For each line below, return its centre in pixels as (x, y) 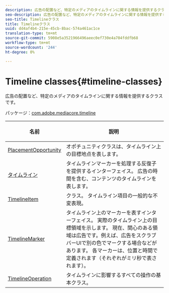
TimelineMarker (26, 239)
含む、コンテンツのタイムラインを (116, 179)
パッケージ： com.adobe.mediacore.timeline (51, 113)
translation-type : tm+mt (31, 33)
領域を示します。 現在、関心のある (112, 228)
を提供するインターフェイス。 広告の (109, 171)
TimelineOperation (30, 279)
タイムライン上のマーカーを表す (104, 213)
